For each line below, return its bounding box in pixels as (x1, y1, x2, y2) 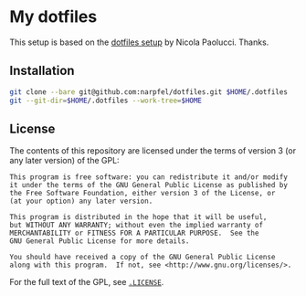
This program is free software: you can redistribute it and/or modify (9, 173, 288, 182)
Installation (9, 63, 75, 79)
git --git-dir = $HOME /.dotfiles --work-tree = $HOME (9, 96, 203, 105)
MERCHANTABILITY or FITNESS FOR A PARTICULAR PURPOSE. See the (9, 228, 259, 238)
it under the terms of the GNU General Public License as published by (9, 181, 288, 190)
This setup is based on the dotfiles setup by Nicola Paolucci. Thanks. (9, 37, 269, 48)
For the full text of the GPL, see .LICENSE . (9, 277, 164, 288)
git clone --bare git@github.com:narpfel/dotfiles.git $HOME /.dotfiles (9, 87, 288, 97)
